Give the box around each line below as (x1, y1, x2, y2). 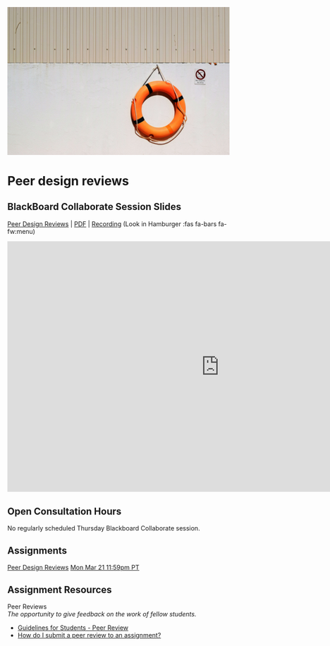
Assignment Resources (7, 583, 112, 595)
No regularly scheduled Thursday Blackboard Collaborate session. (7, 524, 200, 533)
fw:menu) (7, 227, 35, 235)
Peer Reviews (7, 602, 47, 611)
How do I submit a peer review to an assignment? (17, 631, 161, 640)
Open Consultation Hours (7, 506, 122, 518)
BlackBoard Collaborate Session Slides (7, 201, 182, 213)
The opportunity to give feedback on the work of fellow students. (7, 610, 197, 619)
